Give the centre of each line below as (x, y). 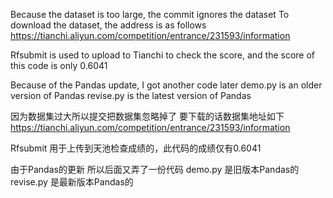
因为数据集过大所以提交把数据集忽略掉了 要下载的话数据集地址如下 (147, 116)
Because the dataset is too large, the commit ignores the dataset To (150, 14)
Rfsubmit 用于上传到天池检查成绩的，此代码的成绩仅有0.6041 (136, 148)
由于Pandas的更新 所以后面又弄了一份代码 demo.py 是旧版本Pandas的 (155, 169)
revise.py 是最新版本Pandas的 (72, 182)
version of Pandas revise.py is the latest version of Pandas (131, 95)
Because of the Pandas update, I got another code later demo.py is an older (166, 85)
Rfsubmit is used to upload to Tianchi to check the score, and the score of (163, 55)
